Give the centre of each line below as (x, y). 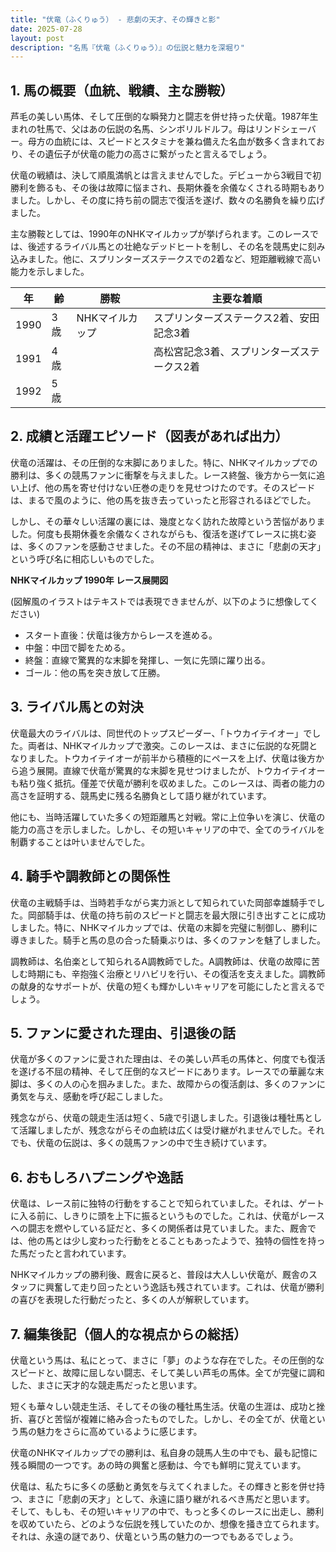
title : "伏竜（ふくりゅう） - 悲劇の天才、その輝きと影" (115, 19)
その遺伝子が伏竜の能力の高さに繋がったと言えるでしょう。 (150, 154)
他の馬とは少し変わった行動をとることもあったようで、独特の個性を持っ (176, 1241)
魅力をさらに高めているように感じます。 (119, 1431)
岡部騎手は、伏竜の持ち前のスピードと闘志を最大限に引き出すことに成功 (176, 915)
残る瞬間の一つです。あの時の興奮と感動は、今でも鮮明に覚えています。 (158, 1465)
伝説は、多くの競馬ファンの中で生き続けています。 (167, 1143)
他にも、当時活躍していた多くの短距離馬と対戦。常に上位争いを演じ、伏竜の (168, 817)
